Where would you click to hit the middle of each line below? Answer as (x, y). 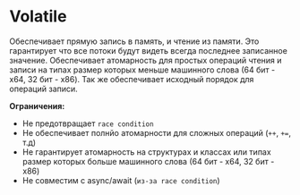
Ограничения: (37, 106)
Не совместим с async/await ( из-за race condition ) (121, 180)
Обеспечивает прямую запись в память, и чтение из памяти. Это (134, 41)
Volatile (38, 17)
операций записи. (43, 89)
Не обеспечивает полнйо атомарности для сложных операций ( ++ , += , (156, 132)
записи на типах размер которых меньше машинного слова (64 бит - (142, 70)
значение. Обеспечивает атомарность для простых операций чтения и (146, 60)
